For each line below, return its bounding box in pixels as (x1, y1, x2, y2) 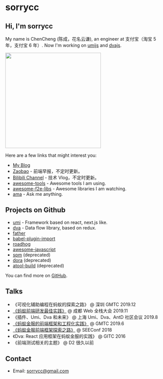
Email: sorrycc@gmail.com (12, 368, 69, 374)
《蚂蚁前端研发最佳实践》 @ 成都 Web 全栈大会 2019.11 (12, 307, 128, 314)
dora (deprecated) (12, 257, 51, 263)
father (12, 230, 25, 236)
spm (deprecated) (12, 251, 51, 258)
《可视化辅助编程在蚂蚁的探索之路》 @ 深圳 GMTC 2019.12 (12, 301, 136, 307)
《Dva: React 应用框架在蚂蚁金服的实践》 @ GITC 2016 (12, 333, 126, 339)
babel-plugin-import (12, 236, 56, 242)
